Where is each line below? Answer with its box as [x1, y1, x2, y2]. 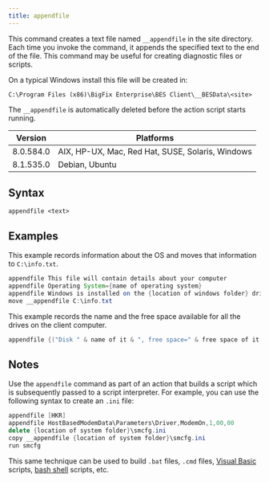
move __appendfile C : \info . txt [8, 296, 113, 305]
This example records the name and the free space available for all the [8, 311, 241, 321]
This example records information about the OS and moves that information [8, 251, 257, 260]
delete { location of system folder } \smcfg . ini [8, 427, 167, 435]
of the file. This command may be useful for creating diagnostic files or [8, 51, 243, 60]
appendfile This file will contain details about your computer [8, 275, 227, 283]
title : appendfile [8, 11, 70, 20]
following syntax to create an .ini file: [8, 396, 134, 406]
